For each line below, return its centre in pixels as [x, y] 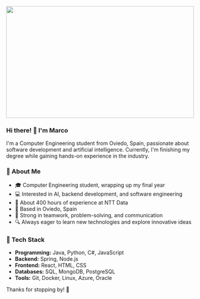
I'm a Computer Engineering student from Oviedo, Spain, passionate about [98, 143]
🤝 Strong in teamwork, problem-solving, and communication [89, 215]
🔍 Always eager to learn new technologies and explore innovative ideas [103, 222]
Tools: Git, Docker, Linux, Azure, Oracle [63, 278]
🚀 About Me [24, 171]
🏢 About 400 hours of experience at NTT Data [71, 202]
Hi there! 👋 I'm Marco [37, 130]
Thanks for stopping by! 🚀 [38, 289]
